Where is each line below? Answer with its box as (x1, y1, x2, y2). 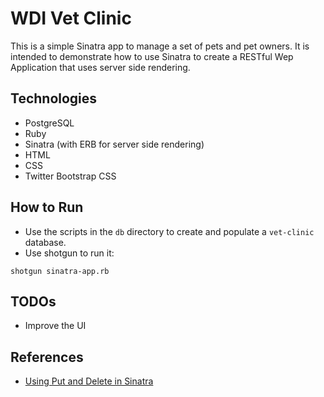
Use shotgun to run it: (24, 247, 115, 259)
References (10, 348, 84, 366)
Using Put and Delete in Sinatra (24, 375, 154, 387)
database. (24, 236, 67, 248)
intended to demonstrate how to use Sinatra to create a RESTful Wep (10, 50, 294, 62)
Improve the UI (24, 320, 87, 332)
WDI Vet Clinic (10, 7, 132, 30)
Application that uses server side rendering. (10, 61, 191, 73)
